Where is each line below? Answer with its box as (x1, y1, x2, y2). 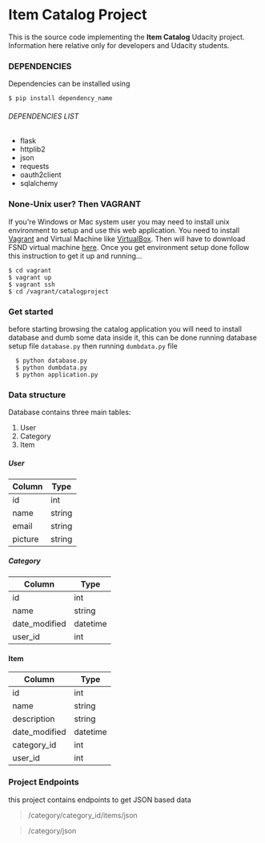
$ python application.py (15, 371, 98, 379)
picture (12, 534, 39, 545)
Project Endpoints (8, 776, 79, 788)
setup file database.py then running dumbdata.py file (8, 341, 178, 351)
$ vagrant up (8, 273, 52, 281)
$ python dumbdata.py (15, 364, 88, 372)
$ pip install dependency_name (8, 95, 113, 103)
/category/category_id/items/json (27, 810, 138, 820)
